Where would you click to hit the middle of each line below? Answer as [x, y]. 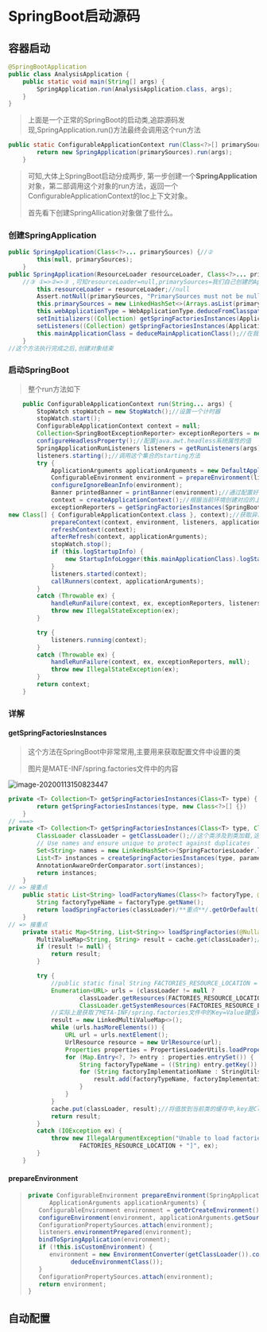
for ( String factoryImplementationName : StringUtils [170, 1072]
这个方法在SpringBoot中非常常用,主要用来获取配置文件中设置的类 [134, 751]
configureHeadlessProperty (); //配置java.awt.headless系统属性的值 [144, 441]
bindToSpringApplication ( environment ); [104, 1240]
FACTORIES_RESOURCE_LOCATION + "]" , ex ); [149, 1146]
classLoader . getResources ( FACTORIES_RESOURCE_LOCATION [172, 998]
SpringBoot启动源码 [74, 16]
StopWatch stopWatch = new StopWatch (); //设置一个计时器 [129, 411]
